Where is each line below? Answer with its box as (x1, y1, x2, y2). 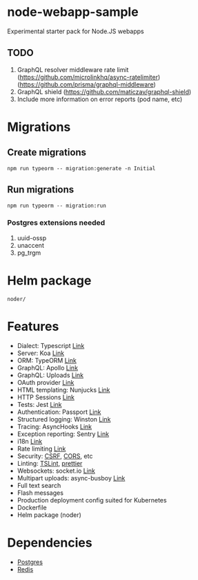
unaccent (17, 241, 45, 249)
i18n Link (17, 437, 43, 445)
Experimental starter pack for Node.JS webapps (7, 27, 144, 35)
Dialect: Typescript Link (17, 341, 85, 350)
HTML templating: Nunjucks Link (17, 386, 110, 394)
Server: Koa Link (17, 349, 64, 357)
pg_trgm (17, 248, 41, 257)
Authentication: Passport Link (17, 408, 101, 416)
